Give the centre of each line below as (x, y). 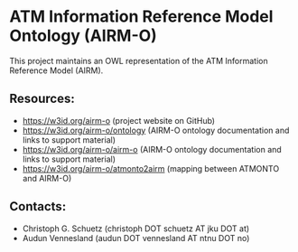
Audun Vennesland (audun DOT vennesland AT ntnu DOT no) (136, 238)
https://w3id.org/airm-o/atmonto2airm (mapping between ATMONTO (151, 168)
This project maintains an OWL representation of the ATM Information (139, 61)
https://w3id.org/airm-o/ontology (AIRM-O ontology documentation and (156, 130)
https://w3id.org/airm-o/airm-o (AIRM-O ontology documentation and (152, 149)
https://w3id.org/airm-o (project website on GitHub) (118, 120)
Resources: (42, 99)
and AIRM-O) (47, 178)
